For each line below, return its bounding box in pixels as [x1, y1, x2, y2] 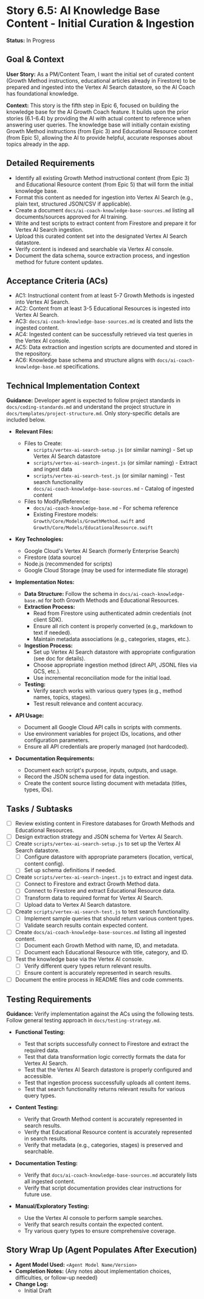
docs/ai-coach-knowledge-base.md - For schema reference [33, 504, 178, 511]
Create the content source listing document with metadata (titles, [24, 780, 187, 787]
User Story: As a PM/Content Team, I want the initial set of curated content [6, 71, 194, 78]
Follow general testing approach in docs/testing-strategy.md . [6, 1017, 161, 1024]
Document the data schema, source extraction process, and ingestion [15, 252, 190, 259]
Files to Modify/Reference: [24, 498, 90, 505]
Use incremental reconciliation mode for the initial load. [33, 674, 172, 682]
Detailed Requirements [6, 158, 95, 168]
